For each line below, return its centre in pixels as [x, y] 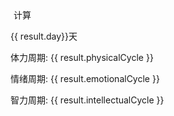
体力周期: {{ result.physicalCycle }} [82, 57]
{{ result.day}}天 [44, 36]
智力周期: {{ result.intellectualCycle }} [87, 100]
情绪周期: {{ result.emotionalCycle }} [85, 78]
